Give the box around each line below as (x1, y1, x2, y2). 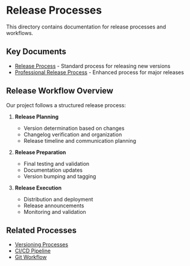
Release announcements (23, 202, 84, 209)
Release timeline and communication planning (23, 137, 137, 144)
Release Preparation (14, 149, 66, 156)
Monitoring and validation (23, 208, 86, 215)
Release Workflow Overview (6, 86, 114, 96)
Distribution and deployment (23, 196, 93, 203)
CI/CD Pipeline (14, 247, 51, 255)
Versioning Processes (14, 241, 68, 248)
